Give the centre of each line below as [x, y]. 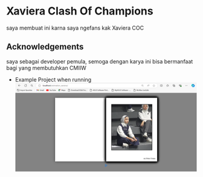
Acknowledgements [45, 47]
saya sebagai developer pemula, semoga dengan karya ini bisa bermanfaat [100, 61]
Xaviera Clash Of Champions [80, 11]
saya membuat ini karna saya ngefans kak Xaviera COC [75, 28]
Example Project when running [53, 79]
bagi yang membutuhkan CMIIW [46, 68]
